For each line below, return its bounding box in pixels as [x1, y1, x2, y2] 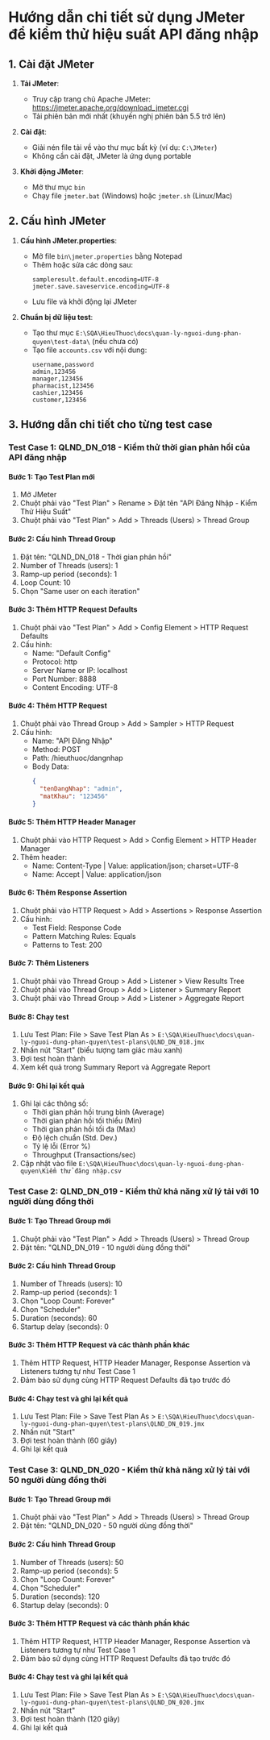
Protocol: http [31, 657, 78, 667]
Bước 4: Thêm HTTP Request [8, 701, 107, 711]
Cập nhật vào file [19, 1159, 77, 1169]
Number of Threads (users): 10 [19, 1278, 123, 1289]
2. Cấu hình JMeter [8, 214, 106, 228]
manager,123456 [31, 375, 83, 383]
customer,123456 [31, 396, 87, 404]
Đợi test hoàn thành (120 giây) [19, 1713, 121, 1724]
